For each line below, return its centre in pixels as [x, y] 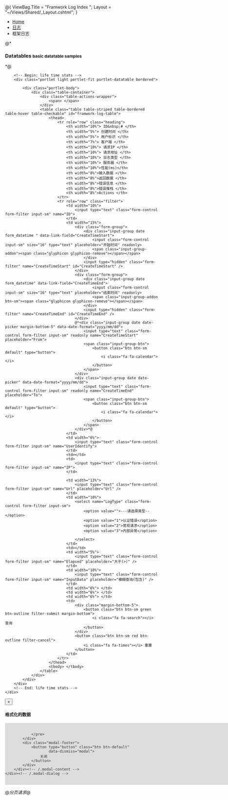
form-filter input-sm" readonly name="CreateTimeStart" [80, 336]
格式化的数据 [18, 714]
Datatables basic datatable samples [43, 56]
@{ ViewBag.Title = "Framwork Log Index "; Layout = [58, 7]
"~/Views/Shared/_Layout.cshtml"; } [41, 12]
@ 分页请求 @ [18, 792]
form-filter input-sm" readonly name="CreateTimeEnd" [78, 391]
